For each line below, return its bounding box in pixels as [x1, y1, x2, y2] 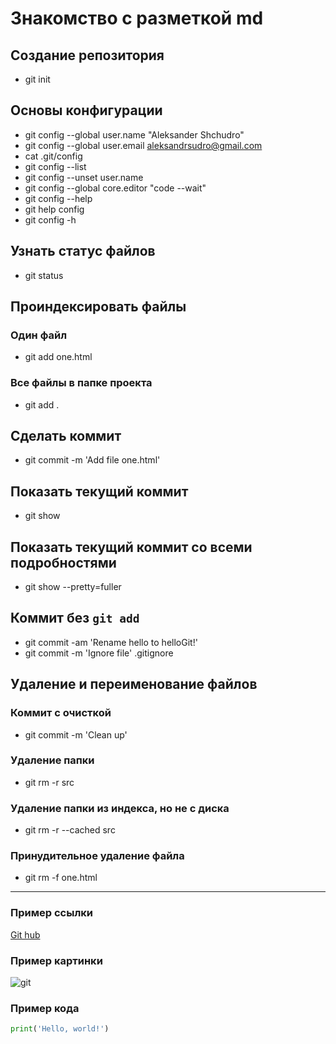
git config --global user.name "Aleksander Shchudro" [24, 128, 245, 141]
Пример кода [10, 1001, 80, 1015]
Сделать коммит [10, 428, 122, 444]
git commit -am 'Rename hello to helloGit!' [24, 636, 198, 648]
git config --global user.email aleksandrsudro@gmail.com [24, 139, 263, 151]
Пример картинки [10, 953, 103, 967]
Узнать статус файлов [10, 243, 156, 260]
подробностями [10, 554, 117, 571]
